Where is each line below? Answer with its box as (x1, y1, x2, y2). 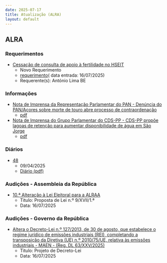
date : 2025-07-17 (5, 7, 42, 13)
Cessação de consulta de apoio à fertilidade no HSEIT (12, 62, 124, 68)
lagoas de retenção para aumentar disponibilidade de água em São (12, 123, 151, 129)
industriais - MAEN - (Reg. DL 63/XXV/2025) (12, 242, 105, 248)
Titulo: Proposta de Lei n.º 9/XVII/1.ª (20, 197, 95, 203)
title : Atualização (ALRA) (5, 12, 62, 17)
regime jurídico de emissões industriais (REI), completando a (12, 231, 138, 238)
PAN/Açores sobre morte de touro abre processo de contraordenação (12, 107, 157, 113)
